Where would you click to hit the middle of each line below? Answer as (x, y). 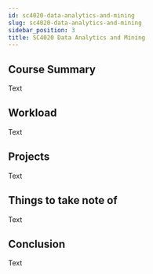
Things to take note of (63, 200)
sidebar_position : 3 (42, 30)
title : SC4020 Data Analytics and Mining (77, 37)
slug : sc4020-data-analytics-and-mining (75, 23)
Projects (29, 157)
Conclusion (37, 244)
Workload (33, 113)
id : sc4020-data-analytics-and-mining (71, 15)
